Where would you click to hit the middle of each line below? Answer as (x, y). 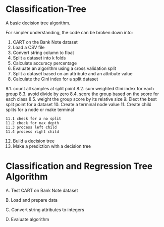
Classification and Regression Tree (79, 166)
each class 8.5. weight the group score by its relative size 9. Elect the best (81, 99)
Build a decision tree (34, 141)
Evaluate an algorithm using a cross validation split (64, 68)
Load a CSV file (29, 47)
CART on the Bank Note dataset (45, 42)
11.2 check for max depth (32, 123)
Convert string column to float (43, 53)
